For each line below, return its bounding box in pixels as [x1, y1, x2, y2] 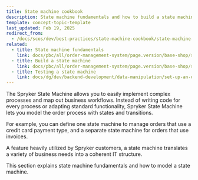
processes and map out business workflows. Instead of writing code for [6, 96, 181, 104]
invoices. [6, 133, 28, 140]
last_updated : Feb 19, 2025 [6, 25, 75, 31]
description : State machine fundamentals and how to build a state [6, 14, 176, 20]
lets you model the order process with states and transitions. [6, 109, 153, 116]
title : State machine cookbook [6, 8, 83, 15]
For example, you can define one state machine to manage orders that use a [6, 121, 192, 128]
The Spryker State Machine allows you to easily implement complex [6, 91, 171, 98]
